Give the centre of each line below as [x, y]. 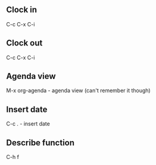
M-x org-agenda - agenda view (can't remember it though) [78, 91]
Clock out [24, 43]
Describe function [40, 143]
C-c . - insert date [28, 124]
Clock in [22, 10]
